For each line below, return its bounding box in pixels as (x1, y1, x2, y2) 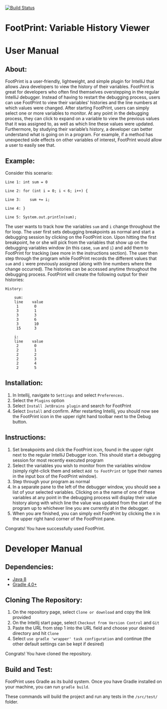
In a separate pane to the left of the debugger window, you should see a (12, 484, 161, 490)
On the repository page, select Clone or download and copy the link (12, 609, 151, 615)
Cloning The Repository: (5, 596, 83, 604)
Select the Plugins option (12, 397, 65, 403)
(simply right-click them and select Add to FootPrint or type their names (12, 468, 163, 474)
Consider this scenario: (5, 170, 53, 176)
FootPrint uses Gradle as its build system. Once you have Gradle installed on (5, 678, 162, 684)
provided (12, 614, 31, 620)
